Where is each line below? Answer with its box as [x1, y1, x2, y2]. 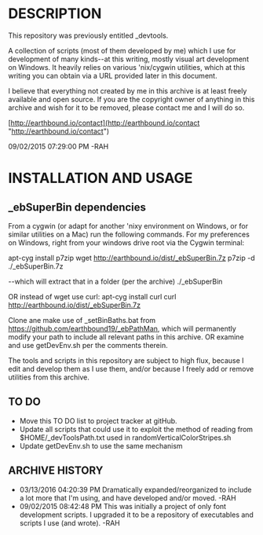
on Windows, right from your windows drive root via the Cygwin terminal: [8, 237, 245, 247]
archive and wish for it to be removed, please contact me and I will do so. [8, 103, 245, 112]
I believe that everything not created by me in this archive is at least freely [8, 86, 247, 95]
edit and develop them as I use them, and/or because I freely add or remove [8, 364, 254, 373]
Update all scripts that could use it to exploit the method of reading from [19, 424, 254, 434]
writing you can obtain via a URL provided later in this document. [8, 71, 217, 80]
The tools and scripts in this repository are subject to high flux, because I [8, 355, 245, 365]
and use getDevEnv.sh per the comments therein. [8, 340, 168, 350]
